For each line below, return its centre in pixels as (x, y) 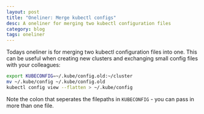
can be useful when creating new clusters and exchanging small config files (102, 59)
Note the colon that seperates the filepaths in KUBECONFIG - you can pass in (100, 99)
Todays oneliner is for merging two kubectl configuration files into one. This (102, 52)
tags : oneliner (26, 35)
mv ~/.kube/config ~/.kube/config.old (56, 82)
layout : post (23, 12)
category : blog (26, 29)
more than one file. (30, 105)
